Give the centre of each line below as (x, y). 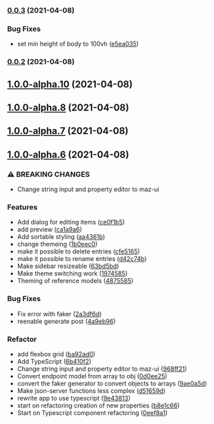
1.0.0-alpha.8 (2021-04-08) (68, 107)
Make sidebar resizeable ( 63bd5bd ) (68, 266)
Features (22, 207)
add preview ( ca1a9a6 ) (50, 229)
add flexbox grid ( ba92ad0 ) (56, 354)
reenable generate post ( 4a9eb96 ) (66, 321)
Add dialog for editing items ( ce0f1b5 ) (71, 222)
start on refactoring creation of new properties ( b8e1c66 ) (98, 405)
